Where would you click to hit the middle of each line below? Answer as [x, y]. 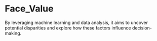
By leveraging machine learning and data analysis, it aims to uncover [76, 22]
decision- [142, 27]
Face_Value [29, 9]
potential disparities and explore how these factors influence [68, 27]
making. [13, 33]
